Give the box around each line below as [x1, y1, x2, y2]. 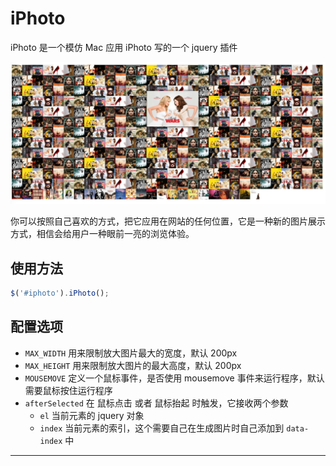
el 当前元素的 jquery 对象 [39, 409, 145, 421]
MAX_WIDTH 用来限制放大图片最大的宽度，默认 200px [24, 347, 238, 359]
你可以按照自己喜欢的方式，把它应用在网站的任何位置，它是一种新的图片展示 [10, 215, 326, 227]
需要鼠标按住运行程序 [24, 384, 113, 396]
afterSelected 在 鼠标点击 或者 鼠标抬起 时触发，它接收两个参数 [24, 397, 289, 409]
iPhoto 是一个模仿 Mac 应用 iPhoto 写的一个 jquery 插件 [10, 41, 238, 53]
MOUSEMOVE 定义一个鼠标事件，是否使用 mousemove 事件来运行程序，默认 [24, 372, 325, 384]
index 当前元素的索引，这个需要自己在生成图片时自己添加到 [39, 422, 285, 434]
